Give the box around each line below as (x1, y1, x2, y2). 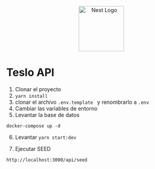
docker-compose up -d (6, 123, 61, 129)
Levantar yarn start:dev (14, 133, 77, 141)
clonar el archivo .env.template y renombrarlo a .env (14, 98, 150, 106)
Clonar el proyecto (14, 85, 62, 93)
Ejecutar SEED (14, 145, 51, 152)
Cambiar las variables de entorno (14, 104, 98, 112)
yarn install (14, 93, 48, 99)
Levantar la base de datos (14, 111, 80, 118)
